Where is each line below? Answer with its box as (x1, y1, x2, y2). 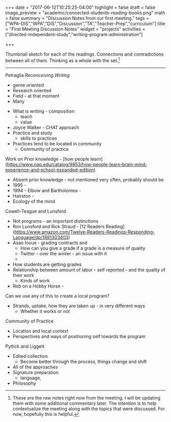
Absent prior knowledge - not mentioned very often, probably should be (12, 176, 164, 182)
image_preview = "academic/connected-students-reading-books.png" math (5, 10, 165, 16)
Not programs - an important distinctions (12, 218, 99, 224)
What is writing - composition (12, 108, 75, 114)
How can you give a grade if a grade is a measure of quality (20, 245, 146, 251)
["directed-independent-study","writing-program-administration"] (5, 32, 143, 37)
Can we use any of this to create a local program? (5, 293, 109, 299)
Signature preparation (12, 369, 59, 375)
